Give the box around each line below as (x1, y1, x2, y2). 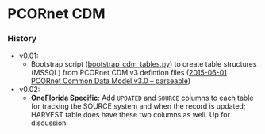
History (7, 33, 37, 44)
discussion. (30, 118, 69, 128)
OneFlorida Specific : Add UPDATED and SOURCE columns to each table (30, 93, 254, 103)
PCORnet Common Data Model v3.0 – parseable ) (30, 76, 191, 86)
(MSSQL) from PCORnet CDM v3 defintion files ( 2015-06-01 (30, 68, 228, 78)
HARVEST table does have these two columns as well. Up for (30, 110, 231, 120)
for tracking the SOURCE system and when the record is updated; (30, 101, 246, 111)
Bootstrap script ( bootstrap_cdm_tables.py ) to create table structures (30, 59, 257, 69)
